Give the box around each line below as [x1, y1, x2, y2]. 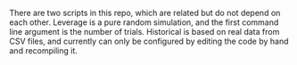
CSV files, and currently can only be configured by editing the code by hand [9, 36, 289, 46]
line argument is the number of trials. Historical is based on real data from [9, 27, 280, 37]
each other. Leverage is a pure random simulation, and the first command [9, 17, 279, 28]
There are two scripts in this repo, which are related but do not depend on [9, 8, 281, 18]
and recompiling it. [9, 45, 78, 56]
